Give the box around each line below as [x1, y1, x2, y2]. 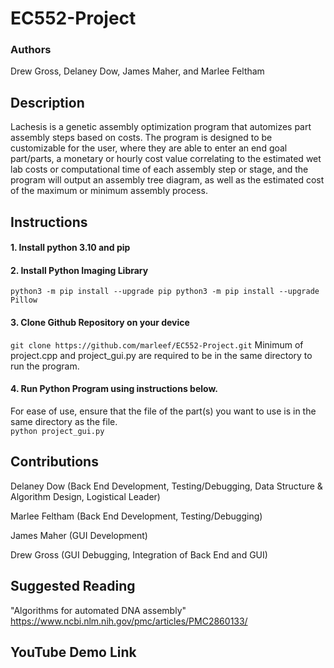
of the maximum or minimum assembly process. [10, 185, 208, 197]
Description [10, 94, 85, 111]
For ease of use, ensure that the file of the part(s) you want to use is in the [10, 405, 317, 417]
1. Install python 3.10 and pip [10, 242, 131, 254]
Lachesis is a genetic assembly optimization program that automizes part [10, 121, 312, 133]
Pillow [10, 295, 38, 306]
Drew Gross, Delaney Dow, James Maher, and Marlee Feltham [10, 65, 265, 77]
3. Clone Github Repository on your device [10, 317, 190, 329]
